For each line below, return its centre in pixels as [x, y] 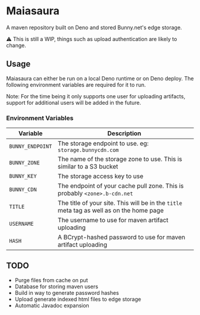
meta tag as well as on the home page [110, 211]
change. [16, 45]
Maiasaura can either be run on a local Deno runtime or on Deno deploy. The [100, 78]
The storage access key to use [101, 176]
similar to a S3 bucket [88, 167]
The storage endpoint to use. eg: [103, 144]
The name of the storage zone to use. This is [120, 159]
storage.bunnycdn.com [88, 150]
